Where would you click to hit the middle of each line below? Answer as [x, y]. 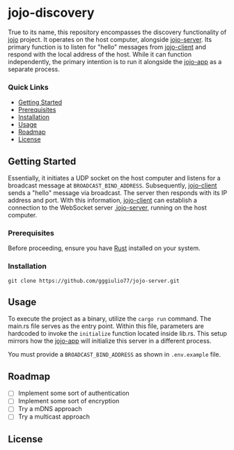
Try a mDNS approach [50, 409]
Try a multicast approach [54, 417]
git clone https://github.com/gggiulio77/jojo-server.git [94, 281]
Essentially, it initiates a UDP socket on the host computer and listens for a [115, 178]
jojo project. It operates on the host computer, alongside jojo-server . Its [110, 39]
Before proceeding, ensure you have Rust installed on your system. [104, 248]
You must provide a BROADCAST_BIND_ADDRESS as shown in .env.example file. [115, 355]
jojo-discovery [51, 13]
